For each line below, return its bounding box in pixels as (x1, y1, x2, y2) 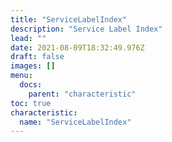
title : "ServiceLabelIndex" (10, 14, 128, 25)
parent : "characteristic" (28, 89, 137, 99)
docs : (19, 80, 43, 90)
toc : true (10, 98, 52, 108)
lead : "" (10, 33, 47, 43)
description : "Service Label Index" (10, 24, 163, 34)
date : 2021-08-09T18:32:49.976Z (10, 42, 145, 53)
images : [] (10, 61, 56, 71)
